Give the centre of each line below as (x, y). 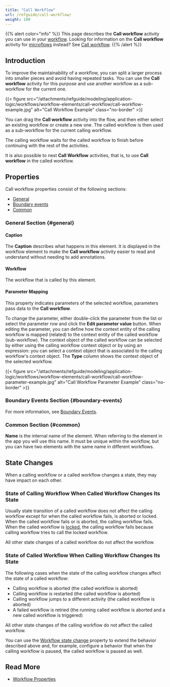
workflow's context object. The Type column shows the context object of (82, 356)
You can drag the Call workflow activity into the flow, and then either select (84, 119)
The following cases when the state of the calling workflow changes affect (83, 573)
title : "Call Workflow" (30, 10)
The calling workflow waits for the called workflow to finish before (74, 140)
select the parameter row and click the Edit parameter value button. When (83, 324)
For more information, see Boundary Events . (51, 412)
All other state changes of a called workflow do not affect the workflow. (80, 542)
